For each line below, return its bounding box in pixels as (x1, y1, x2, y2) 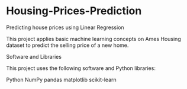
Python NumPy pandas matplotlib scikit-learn (6, 76, 117, 83)
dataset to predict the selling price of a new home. (6, 42, 129, 49)
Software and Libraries (6, 53, 62, 60)
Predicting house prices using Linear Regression (6, 24, 124, 31)
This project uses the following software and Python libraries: (6, 64, 156, 72)
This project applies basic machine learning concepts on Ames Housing (6, 35, 182, 42)
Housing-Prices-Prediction (6, 4, 142, 18)
